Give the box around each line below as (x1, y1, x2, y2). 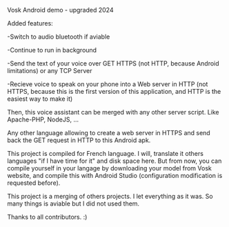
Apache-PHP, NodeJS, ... (7, 115, 79, 124)
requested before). (7, 179, 61, 187)
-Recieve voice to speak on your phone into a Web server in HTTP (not (7, 80, 208, 88)
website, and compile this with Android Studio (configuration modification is (7, 172, 223, 179)
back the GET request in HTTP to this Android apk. (7, 136, 151, 144)
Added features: (7, 19, 53, 27)
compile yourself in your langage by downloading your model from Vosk (7, 164, 212, 172)
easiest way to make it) (7, 95, 73, 103)
